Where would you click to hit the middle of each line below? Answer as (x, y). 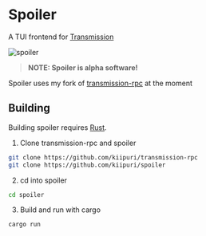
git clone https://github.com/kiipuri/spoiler (87, 165)
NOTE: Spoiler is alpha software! (83, 67)
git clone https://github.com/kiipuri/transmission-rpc (103, 157)
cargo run (25, 225)
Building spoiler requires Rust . (57, 127)
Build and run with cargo (60, 210)
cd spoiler (26, 195)
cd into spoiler (44, 180)
